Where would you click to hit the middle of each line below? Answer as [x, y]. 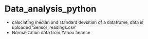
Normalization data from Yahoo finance [51, 32]
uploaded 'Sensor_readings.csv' [44, 27]
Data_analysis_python [51, 9]
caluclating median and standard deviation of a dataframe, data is [77, 22]
